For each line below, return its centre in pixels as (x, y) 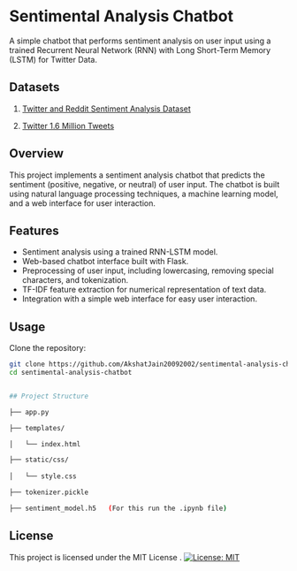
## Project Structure (49, 396)
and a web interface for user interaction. (83, 203)
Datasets (34, 87)
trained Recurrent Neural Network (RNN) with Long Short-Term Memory (140, 49)
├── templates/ (37, 428)
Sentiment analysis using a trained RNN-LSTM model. (120, 252)
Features (34, 230)
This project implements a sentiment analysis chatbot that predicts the (137, 175)
